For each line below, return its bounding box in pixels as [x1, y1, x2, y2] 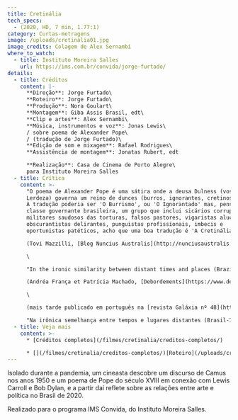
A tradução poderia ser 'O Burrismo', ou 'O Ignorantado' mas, [25, 201, 217, 208]
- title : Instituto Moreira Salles [13, 57, 119, 64]
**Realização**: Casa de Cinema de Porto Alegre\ [25, 161, 176, 169]
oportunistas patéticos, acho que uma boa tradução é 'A [25, 227, 198, 234]
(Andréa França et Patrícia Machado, [25, 278, 138, 285]
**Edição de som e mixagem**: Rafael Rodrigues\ [25, 142, 173, 149]
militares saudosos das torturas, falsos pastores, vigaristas [25, 214, 217, 222]
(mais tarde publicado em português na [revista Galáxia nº [25, 304, 208, 312]
